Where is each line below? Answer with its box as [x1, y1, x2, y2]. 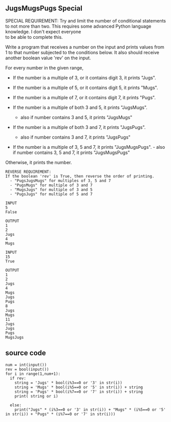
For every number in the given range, [5, 64, 83, 71]
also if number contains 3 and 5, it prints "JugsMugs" [20, 114, 133, 120]
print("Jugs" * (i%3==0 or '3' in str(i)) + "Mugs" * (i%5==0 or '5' [14, 407, 166, 412]
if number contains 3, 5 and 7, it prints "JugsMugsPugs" [12, 149, 130, 156]
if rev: [10, 375, 27, 381]
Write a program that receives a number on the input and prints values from [5, 43, 165, 50]
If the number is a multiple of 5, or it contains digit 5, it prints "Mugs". [12, 84, 158, 91]
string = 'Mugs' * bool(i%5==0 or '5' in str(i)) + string [14, 385, 143, 390]
